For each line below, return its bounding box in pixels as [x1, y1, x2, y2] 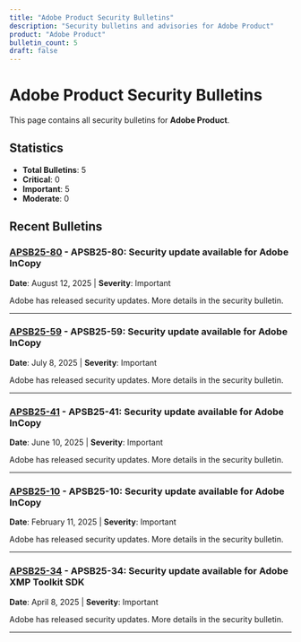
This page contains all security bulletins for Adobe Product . [9, 115, 230, 126]
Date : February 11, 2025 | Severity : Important [9, 516, 176, 527]
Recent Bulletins [9, 219, 103, 234]
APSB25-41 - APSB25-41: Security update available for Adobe [9, 405, 285, 418]
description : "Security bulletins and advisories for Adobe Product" [9, 22, 275, 30]
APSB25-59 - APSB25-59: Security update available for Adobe [9, 325, 288, 338]
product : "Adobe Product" [9, 30, 106, 39]
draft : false [9, 47, 58, 56]
